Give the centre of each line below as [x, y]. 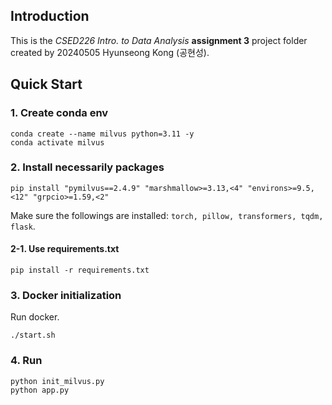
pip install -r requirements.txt [80, 270]
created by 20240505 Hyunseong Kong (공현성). [110, 52]
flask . [23, 226]
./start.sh [33, 335]
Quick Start [46, 84]
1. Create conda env [59, 113]
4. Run [26, 361]
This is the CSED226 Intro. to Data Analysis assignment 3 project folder [159, 40]
